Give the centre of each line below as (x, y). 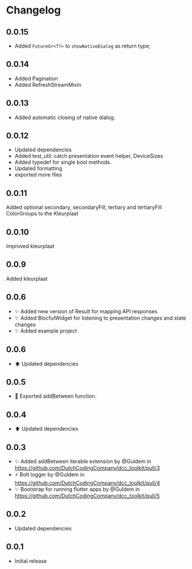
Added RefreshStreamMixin (48, 84)
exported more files (38, 175)
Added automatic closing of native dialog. (65, 117)
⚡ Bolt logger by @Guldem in (50, 474)
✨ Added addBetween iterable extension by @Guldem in (83, 461)
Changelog (33, 10)
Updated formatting (38, 168)
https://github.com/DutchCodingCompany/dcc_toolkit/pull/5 (87, 496)
